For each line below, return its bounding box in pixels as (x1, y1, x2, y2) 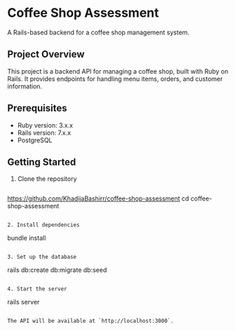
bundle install (7, 234, 46, 243)
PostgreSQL (17, 135, 53, 144)
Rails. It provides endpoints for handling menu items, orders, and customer (7, 74, 223, 83)
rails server (7, 298, 40, 306)
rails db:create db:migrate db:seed (7, 266, 107, 274)
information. (7, 82, 43, 90)
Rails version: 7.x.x (17, 128, 72, 137)
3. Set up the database (7, 254, 77, 261)
